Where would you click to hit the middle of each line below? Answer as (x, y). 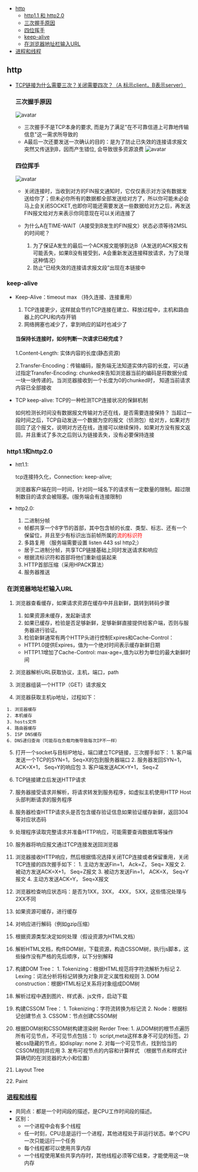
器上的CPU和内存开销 (50, 317)
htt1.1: (22, 465)
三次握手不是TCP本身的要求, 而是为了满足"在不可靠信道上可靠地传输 (106, 127)
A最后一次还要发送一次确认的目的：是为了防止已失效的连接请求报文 (105, 142)
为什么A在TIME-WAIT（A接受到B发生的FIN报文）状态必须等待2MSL (105, 226)
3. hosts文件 (22, 722)
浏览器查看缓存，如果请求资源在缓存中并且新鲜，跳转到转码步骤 (92, 602)
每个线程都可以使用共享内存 (58, 1148)
